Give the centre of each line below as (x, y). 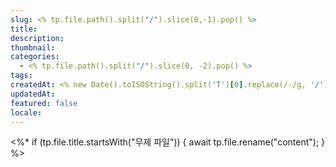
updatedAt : (33, 94)
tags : (21, 76)
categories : (35, 57)
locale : (26, 112)
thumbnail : (33, 47)
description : (37, 38)
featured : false (44, 103)
